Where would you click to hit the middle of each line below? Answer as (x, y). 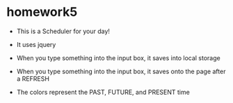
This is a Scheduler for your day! (63, 31)
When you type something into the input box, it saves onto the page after (121, 71)
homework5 (42, 12)
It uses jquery (36, 44)
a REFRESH (33, 78)
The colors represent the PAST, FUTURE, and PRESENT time (103, 92)
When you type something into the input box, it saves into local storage (118, 58)
